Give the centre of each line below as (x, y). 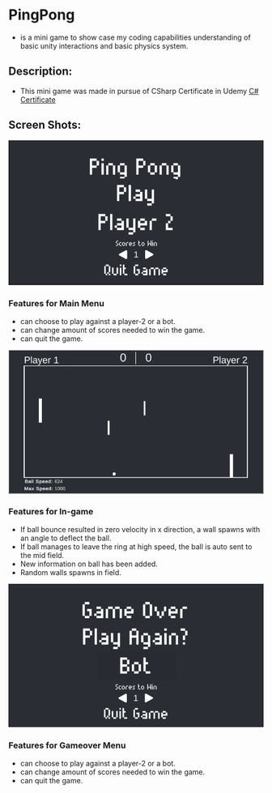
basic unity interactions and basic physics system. (104, 45)
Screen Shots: (45, 125)
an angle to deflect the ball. (66, 538)
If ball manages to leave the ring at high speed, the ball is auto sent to (136, 546)
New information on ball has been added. (89, 564)
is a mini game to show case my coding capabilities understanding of (135, 37)
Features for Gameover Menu (67, 745)
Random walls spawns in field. (70, 572)
